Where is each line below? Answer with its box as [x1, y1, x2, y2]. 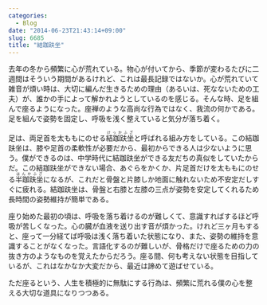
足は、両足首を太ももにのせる [8, 133, 106, 143]
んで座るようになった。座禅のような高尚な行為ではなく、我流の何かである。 [8, 104, 260, 114]
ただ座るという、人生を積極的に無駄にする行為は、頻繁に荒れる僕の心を [8, 278, 246, 287]
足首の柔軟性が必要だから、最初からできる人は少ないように [49, 143, 245, 153]
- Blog [15, 19, 37, 27]
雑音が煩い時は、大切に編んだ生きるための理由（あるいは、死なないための [8, 84, 253, 94]
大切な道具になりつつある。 [22, 288, 113, 298]
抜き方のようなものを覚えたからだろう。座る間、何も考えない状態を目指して [8, 252, 259, 261]
